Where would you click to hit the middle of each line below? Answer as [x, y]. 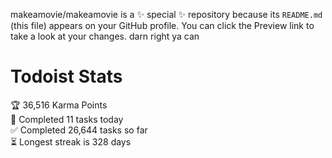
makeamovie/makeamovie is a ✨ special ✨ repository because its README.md [166, 14]
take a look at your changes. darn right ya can [105, 36]
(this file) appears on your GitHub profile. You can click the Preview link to [162, 25]
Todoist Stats [66, 76]
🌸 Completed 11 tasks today [67, 119]
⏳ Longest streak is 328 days [71, 141]
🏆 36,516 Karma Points [59, 105]
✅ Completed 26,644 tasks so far [79, 130]
